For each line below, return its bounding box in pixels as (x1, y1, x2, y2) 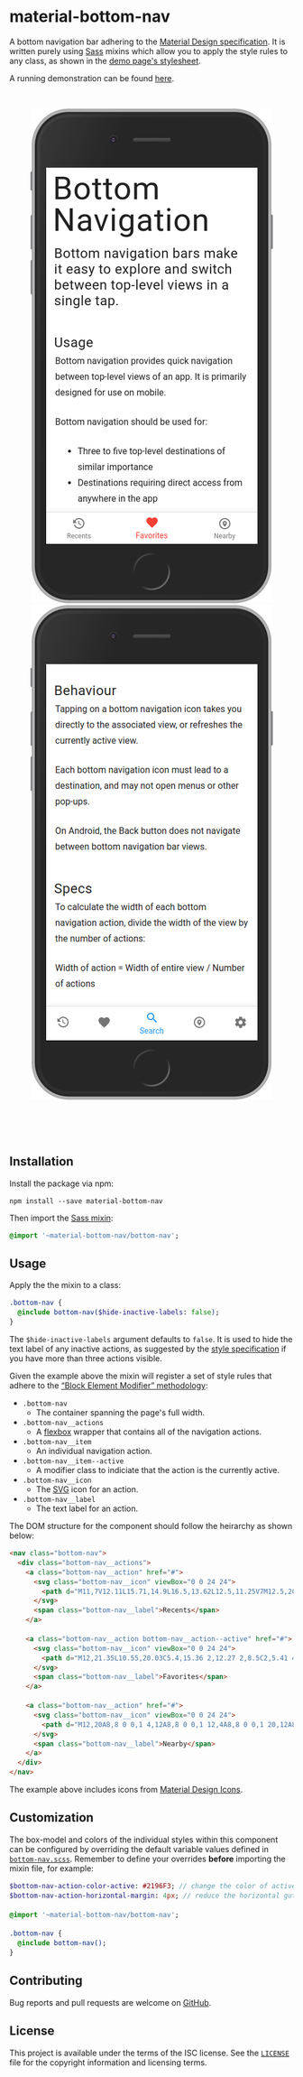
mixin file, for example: (9, 1862, 95, 1874)
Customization (9, 1810, 95, 1825)
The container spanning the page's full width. (35, 1407, 206, 1418)
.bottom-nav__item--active (22, 1457, 124, 1466)
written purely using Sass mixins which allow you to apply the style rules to (9, 45, 289, 56)
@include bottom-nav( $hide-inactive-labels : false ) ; (17, 1308, 220, 1317)
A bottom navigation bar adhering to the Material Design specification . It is (9, 36, 286, 47)
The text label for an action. (35, 1503, 139, 1514)
